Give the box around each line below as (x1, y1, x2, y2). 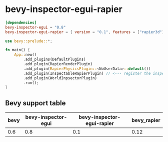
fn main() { (5, 48, 30, 53)
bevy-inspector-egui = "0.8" (5, 25, 66, 30)
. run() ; (23, 80, 39, 85)
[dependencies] (5, 20, 37, 25)
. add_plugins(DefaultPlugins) (23, 57, 86, 62)
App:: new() (14, 52, 37, 57)
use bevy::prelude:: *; (5, 39, 52, 44)
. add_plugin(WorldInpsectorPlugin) (23, 75, 97, 81)
